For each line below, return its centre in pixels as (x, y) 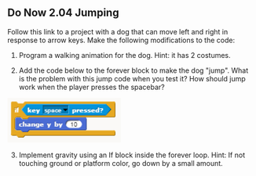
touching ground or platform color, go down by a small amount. (121, 163)
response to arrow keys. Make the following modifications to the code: (121, 40)
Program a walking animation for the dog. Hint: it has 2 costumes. (124, 55)
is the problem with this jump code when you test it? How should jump (132, 78)
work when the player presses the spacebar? (92, 87)
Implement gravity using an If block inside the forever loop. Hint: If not (132, 155)
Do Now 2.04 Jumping (63, 13)
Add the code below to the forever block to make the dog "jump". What (133, 70)
